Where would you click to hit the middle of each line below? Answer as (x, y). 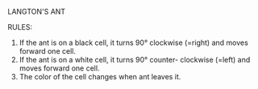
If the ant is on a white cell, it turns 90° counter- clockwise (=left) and (135, 60)
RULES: (20, 27)
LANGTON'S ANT (37, 12)
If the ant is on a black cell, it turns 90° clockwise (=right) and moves (134, 42)
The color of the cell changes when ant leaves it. (100, 77)
